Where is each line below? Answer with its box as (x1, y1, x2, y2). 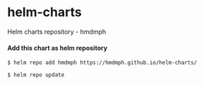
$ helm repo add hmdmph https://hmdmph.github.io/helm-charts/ (7, 59, 198, 67)
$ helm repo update (7, 72, 65, 79)
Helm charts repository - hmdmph (7, 27, 107, 36)
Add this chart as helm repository (7, 44, 108, 52)
